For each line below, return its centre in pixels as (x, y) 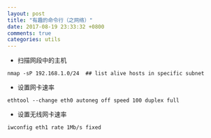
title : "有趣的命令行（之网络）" (50, 20)
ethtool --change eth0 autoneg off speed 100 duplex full (93, 101)
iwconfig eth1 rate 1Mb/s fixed (54, 128)
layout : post (26, 14)
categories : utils (34, 40)
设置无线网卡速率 (42, 114)
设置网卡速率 (36, 87)
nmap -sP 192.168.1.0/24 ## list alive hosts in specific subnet (106, 74)
